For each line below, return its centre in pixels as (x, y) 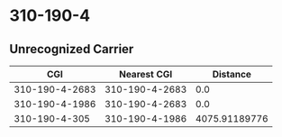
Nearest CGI (146, 74)
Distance (232, 74)
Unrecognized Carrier (72, 49)
